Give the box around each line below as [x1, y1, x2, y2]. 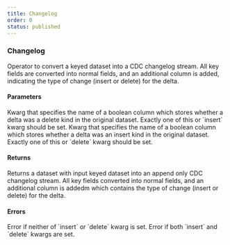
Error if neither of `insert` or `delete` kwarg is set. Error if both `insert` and [7, 223, 217, 231]
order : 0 [7, 17, 33, 24]
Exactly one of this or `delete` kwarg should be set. [7, 137, 153, 146]
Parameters [7, 93, 42, 101]
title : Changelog [7, 10, 58, 17]
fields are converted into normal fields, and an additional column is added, [7, 69, 220, 77]
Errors [7, 207, 26, 216]
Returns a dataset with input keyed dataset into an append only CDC [7, 169, 203, 177]
